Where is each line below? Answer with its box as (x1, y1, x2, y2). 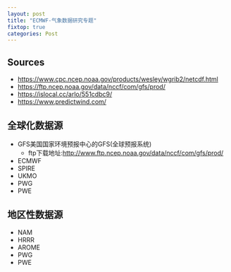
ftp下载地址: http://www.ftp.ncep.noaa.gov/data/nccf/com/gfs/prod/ (27, 148, 224, 157)
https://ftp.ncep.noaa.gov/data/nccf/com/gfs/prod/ (17, 83, 166, 91)
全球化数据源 (7, 119, 63, 131)
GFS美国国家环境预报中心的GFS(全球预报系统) (17, 139, 152, 148)
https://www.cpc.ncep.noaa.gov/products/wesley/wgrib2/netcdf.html (17, 75, 218, 83)
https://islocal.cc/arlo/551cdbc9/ (17, 90, 113, 99)
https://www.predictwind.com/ (17, 97, 107, 106)
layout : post (7, 10, 46, 18)
